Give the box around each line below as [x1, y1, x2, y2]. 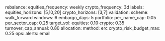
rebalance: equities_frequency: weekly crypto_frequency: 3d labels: [5, 4, 144, 10]
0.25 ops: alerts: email [5, 31, 51, 36]
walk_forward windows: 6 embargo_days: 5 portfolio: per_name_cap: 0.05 [5, 15, 157, 20]
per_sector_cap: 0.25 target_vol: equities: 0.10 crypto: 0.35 [5, 20, 125, 26]
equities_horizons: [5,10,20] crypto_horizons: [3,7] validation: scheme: [5, 9, 149, 15]
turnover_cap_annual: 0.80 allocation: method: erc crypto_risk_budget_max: [5, 25, 161, 31]
